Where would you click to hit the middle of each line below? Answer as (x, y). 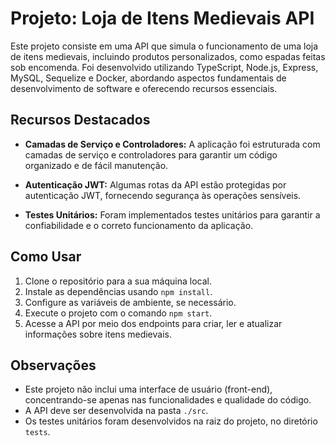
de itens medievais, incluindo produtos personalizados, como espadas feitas (168, 56)
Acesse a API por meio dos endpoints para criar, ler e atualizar (153, 323)
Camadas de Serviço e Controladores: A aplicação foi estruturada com (172, 144)
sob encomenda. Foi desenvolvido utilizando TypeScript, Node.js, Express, (164, 67)
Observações (53, 365)
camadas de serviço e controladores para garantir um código (151, 154)
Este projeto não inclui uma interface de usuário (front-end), (148, 389)
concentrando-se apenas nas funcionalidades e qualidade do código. (168, 400)
